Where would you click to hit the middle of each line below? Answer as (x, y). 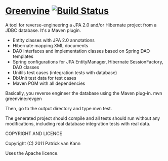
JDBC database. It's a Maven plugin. (43, 30)
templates (23, 56)
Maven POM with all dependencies (49, 83)
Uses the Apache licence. (32, 153)
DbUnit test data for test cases (45, 78)
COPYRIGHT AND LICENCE (34, 133)
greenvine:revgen (24, 99)
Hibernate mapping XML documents (50, 45)
